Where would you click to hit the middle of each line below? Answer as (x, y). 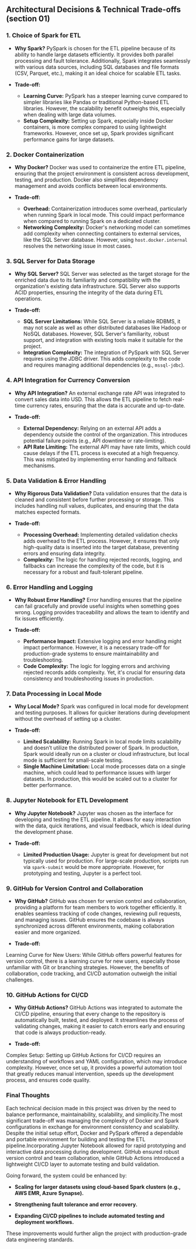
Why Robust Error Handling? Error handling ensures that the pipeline (98, 600)
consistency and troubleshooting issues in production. (89, 679)
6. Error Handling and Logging (49, 587)
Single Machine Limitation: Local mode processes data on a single (104, 766)
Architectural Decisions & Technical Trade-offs (94, 10)
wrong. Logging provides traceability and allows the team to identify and (102, 612)
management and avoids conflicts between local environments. (91, 186)
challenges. (20, 980)
